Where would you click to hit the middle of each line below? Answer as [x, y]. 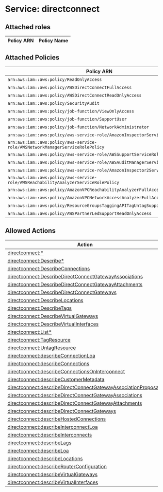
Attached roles [28, 27]
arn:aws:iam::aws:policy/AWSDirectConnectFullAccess [70, 87]
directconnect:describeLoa [38, 451]
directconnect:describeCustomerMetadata [56, 379]
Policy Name [53, 41]
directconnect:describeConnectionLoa [51, 356]
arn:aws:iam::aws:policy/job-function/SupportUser [67, 119]
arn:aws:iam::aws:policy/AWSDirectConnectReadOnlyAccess [74, 95]
